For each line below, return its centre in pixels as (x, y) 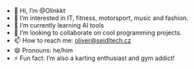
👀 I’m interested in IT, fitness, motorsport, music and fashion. (101, 18)
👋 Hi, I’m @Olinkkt (40, 11)
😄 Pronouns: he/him (43, 50)
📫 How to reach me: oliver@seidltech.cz (72, 40)
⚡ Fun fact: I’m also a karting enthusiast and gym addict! (94, 58)
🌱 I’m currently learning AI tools (59, 25)
